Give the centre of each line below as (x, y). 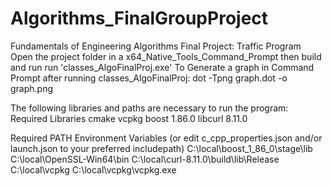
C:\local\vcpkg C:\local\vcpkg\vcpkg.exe (93, 169)
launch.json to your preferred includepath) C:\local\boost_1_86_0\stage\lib (161, 148)
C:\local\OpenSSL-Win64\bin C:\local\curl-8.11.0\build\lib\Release (145, 159)
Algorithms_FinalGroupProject (139, 18)
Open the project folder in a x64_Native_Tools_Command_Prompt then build (166, 56)
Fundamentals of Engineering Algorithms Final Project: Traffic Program (156, 46)
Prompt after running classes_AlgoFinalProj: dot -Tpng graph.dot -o (149, 78)
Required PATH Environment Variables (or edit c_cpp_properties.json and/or (166, 138)
